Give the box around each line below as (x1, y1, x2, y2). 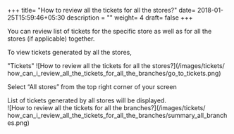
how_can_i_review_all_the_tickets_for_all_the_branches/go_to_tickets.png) (7, 69, 221, 77)
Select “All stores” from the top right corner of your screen (7, 83, 178, 91)
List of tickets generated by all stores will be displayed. (7, 96, 167, 105)
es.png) (7, 119, 30, 127)
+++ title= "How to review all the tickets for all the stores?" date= (7, 6, 196, 14)
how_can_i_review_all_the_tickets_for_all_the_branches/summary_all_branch (7, 112, 228, 119)
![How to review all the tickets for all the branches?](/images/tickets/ (7, 104, 206, 112)
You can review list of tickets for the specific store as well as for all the (7, 27, 212, 35)
